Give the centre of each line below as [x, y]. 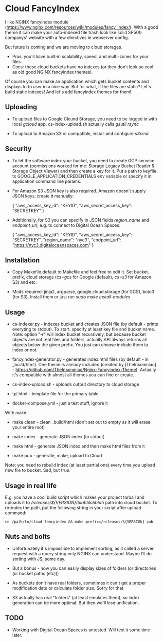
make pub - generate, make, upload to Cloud [57, 456]
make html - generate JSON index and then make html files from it [78, 446]
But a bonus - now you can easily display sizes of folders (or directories [84, 568]
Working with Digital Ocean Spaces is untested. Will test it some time [81, 630]
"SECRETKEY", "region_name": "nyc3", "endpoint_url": [67, 240]
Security [18, 149]
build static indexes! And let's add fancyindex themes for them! [68, 92]
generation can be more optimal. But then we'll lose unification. [75, 603]
